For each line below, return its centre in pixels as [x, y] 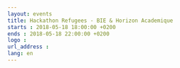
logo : [17, 40]
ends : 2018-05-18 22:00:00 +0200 [59, 34]
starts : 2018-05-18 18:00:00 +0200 [62, 27]
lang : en [20, 54]
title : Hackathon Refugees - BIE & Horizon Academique [90, 21]
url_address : [28, 47]
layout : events [30, 14]
